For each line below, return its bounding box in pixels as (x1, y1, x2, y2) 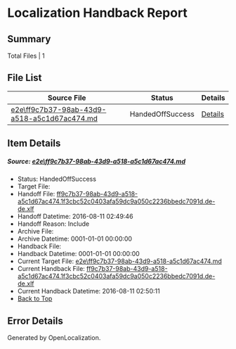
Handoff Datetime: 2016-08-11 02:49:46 (17, 212, 133, 221)
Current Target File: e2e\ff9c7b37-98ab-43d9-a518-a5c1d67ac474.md (17, 257, 223, 265)
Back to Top (17, 294, 53, 303)
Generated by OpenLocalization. (7, 333, 101, 342)
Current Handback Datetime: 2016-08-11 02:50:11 (17, 287, 160, 296)
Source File (47, 93, 86, 103)
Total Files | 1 (7, 51, 45, 60)
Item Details (7, 137, 61, 149)
